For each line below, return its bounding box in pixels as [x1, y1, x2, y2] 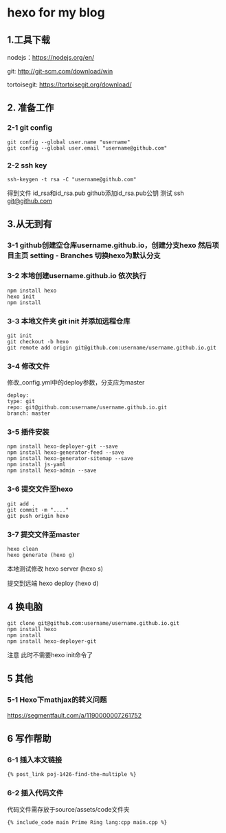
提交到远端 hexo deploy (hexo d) [7, 579, 99, 588]
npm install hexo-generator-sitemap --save [7, 455, 134, 462]
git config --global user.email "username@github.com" [7, 144, 168, 152]
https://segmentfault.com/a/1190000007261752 [7, 711, 142, 719]
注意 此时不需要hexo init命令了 [7, 650, 93, 659]
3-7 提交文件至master [7, 529, 80, 539]
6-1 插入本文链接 [7, 755, 63, 764]
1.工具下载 [7, 34, 51, 45]
